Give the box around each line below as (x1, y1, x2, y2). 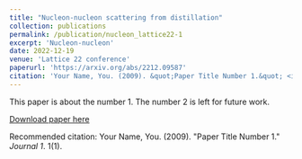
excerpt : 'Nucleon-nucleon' (9, 38, 115, 48)
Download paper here (9, 113, 90, 124)
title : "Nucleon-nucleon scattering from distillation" (9, 13, 223, 22)
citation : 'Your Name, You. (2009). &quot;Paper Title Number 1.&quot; (9, 72, 283, 81)
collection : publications (9, 22, 106, 31)
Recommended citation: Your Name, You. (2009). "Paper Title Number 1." (9, 131, 280, 142)
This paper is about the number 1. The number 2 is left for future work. (9, 96, 271, 107)
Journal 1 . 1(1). (9, 140, 63, 151)
